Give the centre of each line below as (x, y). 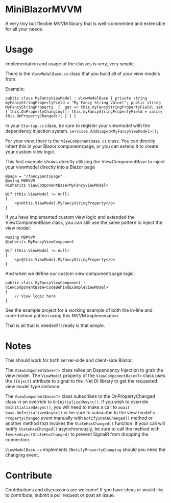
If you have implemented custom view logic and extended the (70, 217)
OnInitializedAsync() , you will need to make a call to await (68, 407)
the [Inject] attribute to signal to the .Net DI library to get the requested (81, 381)
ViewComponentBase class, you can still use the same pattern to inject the (84, 222)
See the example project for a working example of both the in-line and (79, 310)
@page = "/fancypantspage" (34, 176)
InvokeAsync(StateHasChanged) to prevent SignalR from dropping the (77, 434)
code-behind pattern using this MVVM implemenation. (63, 315)
